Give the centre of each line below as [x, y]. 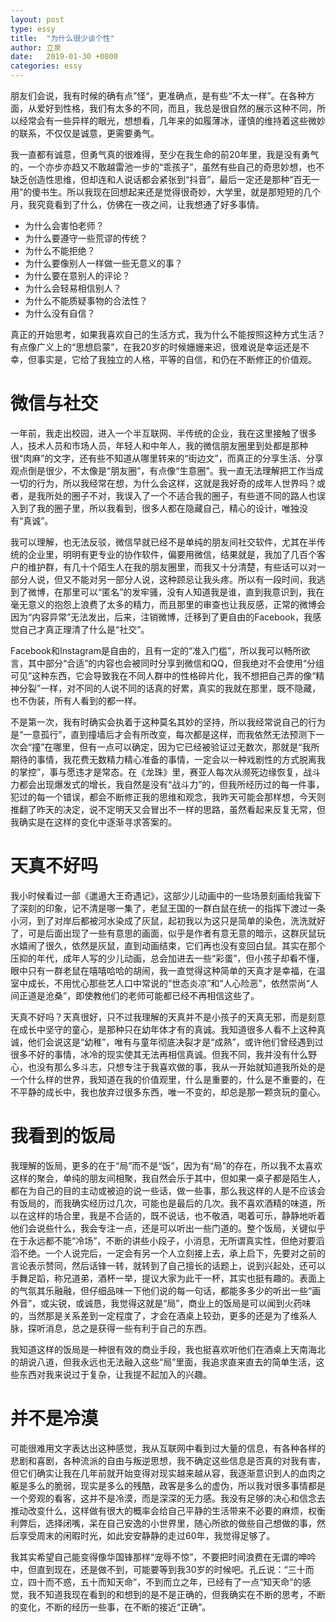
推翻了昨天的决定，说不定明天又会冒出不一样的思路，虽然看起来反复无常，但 [168, 809]
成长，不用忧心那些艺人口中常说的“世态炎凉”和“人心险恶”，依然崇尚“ [168, 983]
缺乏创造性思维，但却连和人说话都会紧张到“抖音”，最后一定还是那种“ [152, 179]
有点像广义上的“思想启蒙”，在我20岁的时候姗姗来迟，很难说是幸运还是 [155, 347]
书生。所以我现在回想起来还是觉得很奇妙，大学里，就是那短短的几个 [181, 192]
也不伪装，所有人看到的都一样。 [76, 700]
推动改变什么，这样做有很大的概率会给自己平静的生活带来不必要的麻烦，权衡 [168, 1510]
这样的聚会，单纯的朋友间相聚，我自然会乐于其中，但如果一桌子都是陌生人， [168, 1178]
